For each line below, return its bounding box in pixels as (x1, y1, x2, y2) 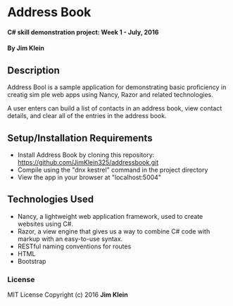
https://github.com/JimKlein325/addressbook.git (17, 158, 159, 166)
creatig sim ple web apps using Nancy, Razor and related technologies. (7, 91, 213, 99)
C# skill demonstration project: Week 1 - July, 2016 (7, 27, 159, 36)
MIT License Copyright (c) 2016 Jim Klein (7, 291, 128, 299)
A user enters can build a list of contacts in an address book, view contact (7, 104, 222, 113)
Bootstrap (17, 257, 46, 265)
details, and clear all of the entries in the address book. (7, 112, 167, 120)
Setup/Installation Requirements (7, 132, 153, 144)
